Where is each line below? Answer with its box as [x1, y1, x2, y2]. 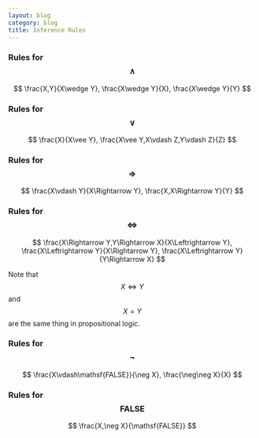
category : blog [8, 19, 58, 27]
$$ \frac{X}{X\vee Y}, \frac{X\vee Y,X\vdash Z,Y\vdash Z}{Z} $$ [28, 134, 237, 144]
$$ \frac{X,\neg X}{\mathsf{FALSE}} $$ [68, 421, 197, 431]
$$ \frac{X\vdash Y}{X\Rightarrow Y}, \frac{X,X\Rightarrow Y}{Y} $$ [20, 186, 244, 196]
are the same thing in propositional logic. [8, 318, 140, 328]
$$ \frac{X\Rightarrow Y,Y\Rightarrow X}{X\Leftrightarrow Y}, [32, 237, 232, 247]
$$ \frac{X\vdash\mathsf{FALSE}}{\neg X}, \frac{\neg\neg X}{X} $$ [22, 370, 242, 379]
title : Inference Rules [8, 26, 87, 34]
